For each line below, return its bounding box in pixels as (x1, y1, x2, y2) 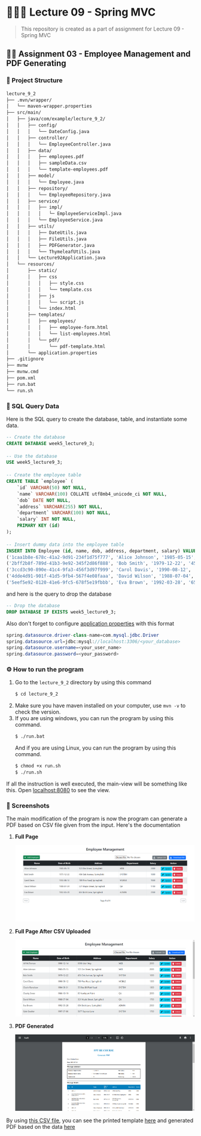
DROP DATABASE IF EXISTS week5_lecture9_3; (6, 609, 117, 615)
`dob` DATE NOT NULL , (17, 497, 71, 503)
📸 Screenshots (6, 801, 50, 809)
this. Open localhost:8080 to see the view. (6, 786, 111, 793)
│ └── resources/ (6, 261, 55, 267)
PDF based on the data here (6, 1123, 75, 1130)
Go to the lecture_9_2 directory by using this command (14, 679, 151, 686)
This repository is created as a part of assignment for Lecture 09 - (20, 25, 184, 32)
